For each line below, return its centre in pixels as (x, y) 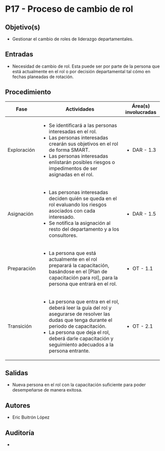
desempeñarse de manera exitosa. (47, 390)
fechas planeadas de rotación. (43, 77)
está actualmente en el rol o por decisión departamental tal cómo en (81, 71)
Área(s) (141, 106)
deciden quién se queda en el (83, 198)
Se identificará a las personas (83, 125)
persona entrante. (69, 351)
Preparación (22, 268)
